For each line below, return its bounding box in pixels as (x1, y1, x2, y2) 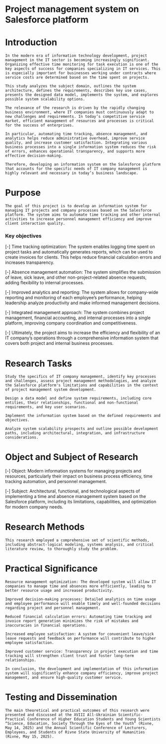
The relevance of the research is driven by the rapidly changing (5, 105, 145, 110)
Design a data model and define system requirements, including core (5, 396, 152, 401)
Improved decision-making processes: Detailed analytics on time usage (5, 597, 156, 602)
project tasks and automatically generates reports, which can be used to (5, 249, 153, 255)
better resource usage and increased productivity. (5, 588, 114, 593)
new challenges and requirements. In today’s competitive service (5, 114, 145, 119)
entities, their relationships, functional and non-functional (5, 400, 139, 406)
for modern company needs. (5, 504, 63, 510)
